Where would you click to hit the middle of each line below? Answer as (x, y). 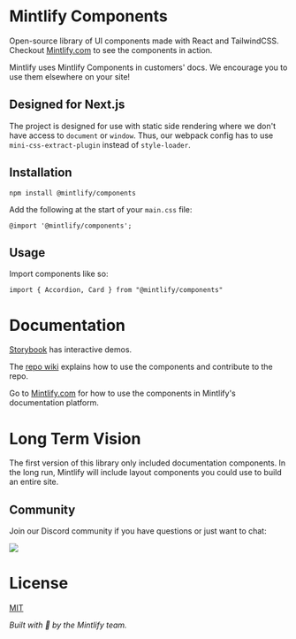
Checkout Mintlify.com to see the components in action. (111, 50)
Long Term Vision (75, 439)
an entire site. (34, 482)
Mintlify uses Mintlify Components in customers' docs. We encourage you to (148, 67)
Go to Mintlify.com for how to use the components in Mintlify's (122, 393)
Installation (41, 173)
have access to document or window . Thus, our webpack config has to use (141, 135)
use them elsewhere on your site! (70, 76)
